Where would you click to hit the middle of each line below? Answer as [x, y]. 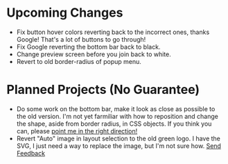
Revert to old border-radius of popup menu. [79, 61]
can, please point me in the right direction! [77, 131]
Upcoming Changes [65, 13]
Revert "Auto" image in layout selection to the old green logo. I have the [119, 138]
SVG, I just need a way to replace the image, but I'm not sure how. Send [119, 146]
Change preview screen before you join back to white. [94, 54]
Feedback [31, 153]
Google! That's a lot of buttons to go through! [81, 39]
